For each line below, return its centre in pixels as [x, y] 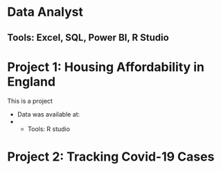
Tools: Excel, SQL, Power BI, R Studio [88, 38]
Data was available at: [48, 114]
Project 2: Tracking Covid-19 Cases [111, 157]
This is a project [30, 101]
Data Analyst [45, 12]
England [32, 82]
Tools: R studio [49, 129]
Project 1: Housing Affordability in [106, 67]
